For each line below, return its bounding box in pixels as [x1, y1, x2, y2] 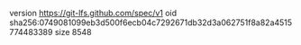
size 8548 [54, 27, 92, 37]
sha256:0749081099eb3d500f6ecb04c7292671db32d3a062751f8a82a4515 [9, 17, 293, 28]
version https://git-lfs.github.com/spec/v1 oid [9, 8, 178, 18]
